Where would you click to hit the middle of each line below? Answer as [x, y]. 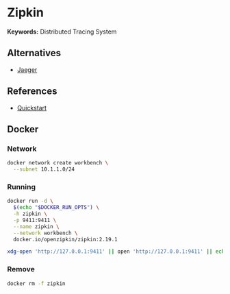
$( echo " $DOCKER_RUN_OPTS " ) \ [56, 208]
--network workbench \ [46, 233]
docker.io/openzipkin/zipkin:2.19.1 [65, 239]
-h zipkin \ [30, 214]
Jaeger [27, 69]
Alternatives [34, 53]
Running [22, 186]
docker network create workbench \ [58, 163]
